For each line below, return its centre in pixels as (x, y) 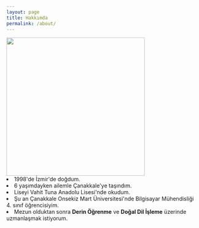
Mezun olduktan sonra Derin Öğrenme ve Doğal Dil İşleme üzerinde (100, 212)
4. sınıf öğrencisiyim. (33, 205)
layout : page (23, 12)
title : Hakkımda (27, 18)
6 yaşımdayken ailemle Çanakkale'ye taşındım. (73, 186)
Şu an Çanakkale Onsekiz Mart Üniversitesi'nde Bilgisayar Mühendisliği (104, 199)
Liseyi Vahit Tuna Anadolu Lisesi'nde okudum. (72, 192)
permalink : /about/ (31, 23)
